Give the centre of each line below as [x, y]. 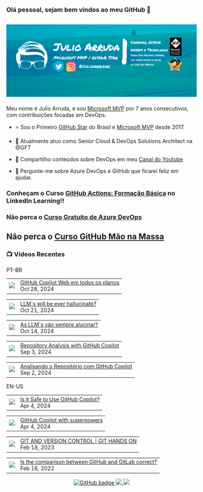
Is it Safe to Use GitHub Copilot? [60, 399]
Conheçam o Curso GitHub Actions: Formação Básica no [91, 194]
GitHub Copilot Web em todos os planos [70, 283]
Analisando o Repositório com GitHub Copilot [76, 366]
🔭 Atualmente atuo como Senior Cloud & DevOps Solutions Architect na [104, 141]
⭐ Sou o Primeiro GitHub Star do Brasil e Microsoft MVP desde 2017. [100, 127]
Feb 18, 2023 [37, 448]
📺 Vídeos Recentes [36, 254]
